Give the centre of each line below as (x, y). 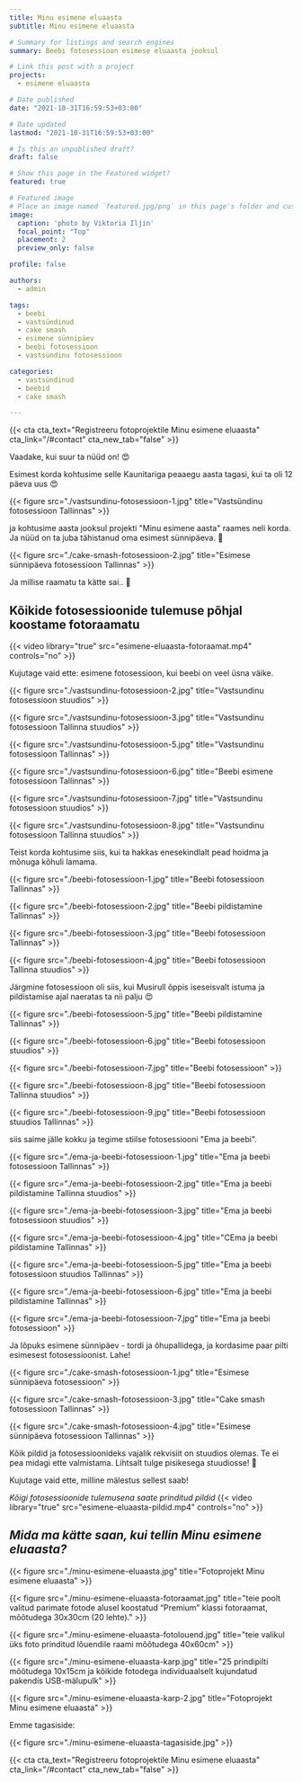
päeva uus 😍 (34, 484)
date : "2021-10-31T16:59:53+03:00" (76, 108)
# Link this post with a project (72, 67)
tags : (19, 305)
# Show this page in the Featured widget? (90, 173)
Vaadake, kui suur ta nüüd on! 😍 (70, 457)
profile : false (38, 265)
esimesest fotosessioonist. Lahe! (70, 1355)
